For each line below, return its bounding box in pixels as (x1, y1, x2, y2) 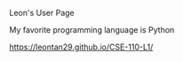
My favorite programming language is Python (9, 25, 175, 34)
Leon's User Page (9, 8, 75, 18)
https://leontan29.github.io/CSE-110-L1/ (9, 42, 154, 52)
